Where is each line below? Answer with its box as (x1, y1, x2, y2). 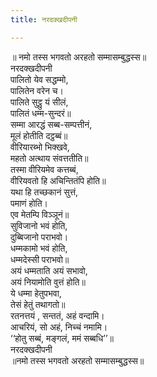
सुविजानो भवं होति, (10, 219, 68, 231)
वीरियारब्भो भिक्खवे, (10, 141, 70, 153)
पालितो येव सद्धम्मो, (10, 73, 69, 85)
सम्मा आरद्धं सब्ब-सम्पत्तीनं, (10, 118, 93, 130)
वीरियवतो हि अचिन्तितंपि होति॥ (10, 174, 107, 186)
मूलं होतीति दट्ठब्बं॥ (10, 129, 68, 141)
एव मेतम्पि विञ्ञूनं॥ (10, 208, 70, 220)
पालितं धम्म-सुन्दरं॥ (10, 107, 72, 119)
